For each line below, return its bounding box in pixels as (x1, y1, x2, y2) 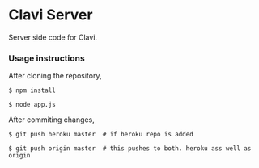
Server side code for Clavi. (8, 32, 98, 42)
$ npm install (8, 86, 57, 94)
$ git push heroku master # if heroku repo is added (8, 131, 194, 139)
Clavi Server (8, 6, 93, 24)
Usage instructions (8, 52, 85, 64)
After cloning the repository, (8, 71, 102, 81)
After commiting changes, (8, 115, 95, 124)
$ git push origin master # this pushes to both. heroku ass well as (8, 145, 252, 153)
